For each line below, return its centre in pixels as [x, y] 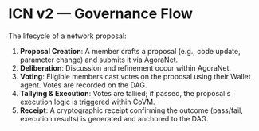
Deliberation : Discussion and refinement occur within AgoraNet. [126, 67]
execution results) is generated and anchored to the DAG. [114, 118]
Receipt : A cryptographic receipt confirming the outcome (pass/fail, [131, 110]
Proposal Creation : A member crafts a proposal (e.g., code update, [130, 51]
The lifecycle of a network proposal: [67, 36]
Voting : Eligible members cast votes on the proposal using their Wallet [135, 76]
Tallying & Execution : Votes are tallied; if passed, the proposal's [125, 93]
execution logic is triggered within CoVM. [87, 102]
